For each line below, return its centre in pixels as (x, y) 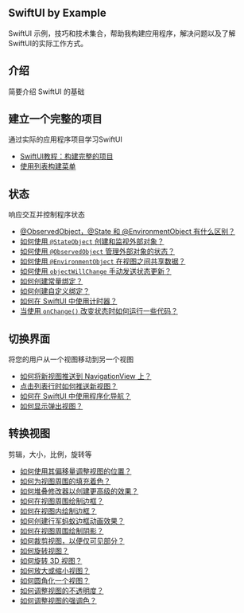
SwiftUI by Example (57, 13)
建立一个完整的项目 (55, 119)
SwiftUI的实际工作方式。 (48, 43)
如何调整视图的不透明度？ (62, 590)
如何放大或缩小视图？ (54, 570)
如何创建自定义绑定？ (54, 291)
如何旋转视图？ (44, 551)
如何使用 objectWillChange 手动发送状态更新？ (96, 271)
